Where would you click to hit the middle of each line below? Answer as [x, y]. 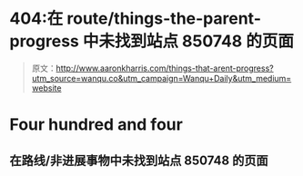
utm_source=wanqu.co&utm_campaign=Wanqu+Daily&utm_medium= [162, 78]
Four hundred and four [96, 125]
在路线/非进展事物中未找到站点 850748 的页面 [139, 160]
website [46, 88]
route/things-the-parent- [164, 19]
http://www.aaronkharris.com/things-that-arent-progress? [165, 68]
